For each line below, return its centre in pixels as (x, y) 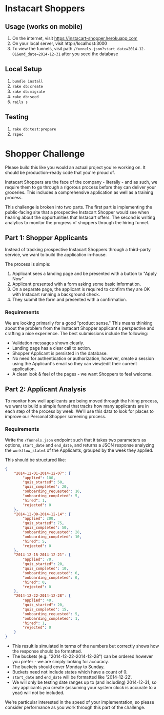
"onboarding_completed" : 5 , (51, 496)
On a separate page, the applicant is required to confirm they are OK (81, 289)
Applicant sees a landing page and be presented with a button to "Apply (84, 273)
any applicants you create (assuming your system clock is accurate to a (84, 688)
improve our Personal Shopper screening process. (56, 417)
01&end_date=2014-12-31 (36, 54)
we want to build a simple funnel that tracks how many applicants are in (77, 406)
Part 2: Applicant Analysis (46, 389)
